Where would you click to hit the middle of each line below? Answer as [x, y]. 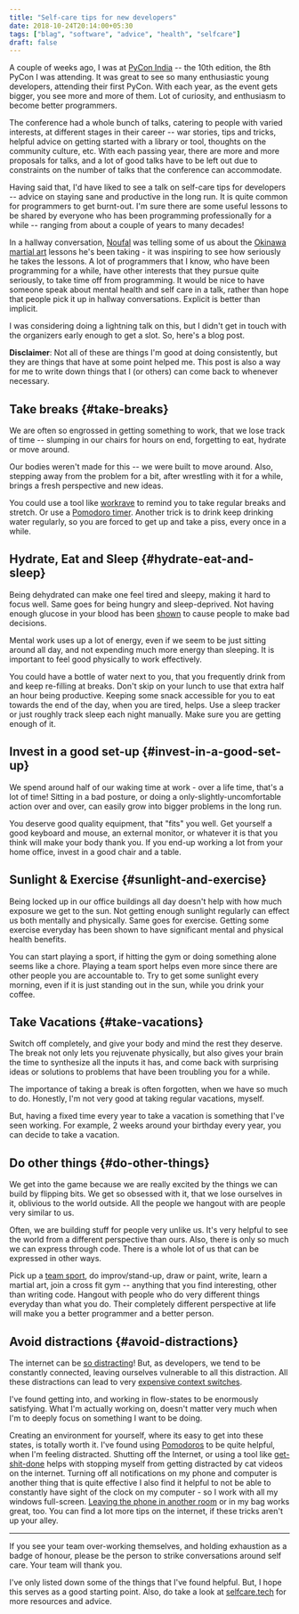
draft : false [33, 42]
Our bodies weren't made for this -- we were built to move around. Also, [141, 467]
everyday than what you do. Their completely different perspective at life [143, 1304]
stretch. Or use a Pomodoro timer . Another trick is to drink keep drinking [141, 512]
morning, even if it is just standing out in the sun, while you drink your [137, 984]
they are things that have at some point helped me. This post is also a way [145, 363]
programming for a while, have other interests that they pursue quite [134, 271]
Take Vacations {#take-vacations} [107, 1022]
